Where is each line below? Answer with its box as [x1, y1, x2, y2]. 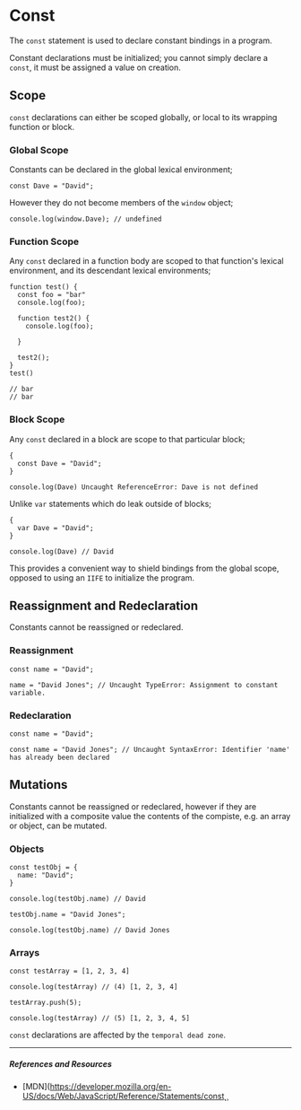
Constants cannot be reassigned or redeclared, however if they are [9, 800, 257, 812]
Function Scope [9, 235, 79, 248]
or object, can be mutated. [9, 820, 107, 831]
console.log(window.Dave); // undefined [9, 214, 163, 224]
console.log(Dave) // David [9, 546, 115, 556]
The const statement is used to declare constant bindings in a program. [9, 35, 272, 46]
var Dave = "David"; [17, 523, 94, 532]
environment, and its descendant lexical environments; [9, 266, 211, 276]
